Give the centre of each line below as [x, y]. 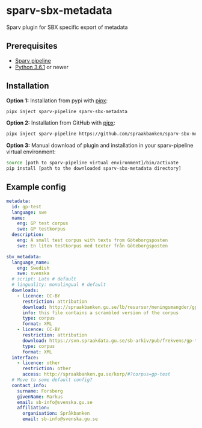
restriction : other [46, 369]
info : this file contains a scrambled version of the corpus [100, 313]
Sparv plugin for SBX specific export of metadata [67, 27]
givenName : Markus [40, 397]
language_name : [31, 262]
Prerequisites [32, 46]
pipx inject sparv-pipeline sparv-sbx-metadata [67, 111]
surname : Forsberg [40, 391]
